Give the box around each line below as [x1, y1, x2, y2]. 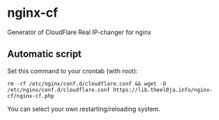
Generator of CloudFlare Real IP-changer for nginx [7, 28, 152, 36]
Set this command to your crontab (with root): [7, 66, 138, 75]
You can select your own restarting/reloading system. [7, 105, 161, 113]
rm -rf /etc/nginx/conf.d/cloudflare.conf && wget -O [7, 80, 167, 87]
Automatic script [7, 48, 82, 60]
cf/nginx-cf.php [7, 92, 54, 99]
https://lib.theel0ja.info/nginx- [113, 86, 213, 93]
